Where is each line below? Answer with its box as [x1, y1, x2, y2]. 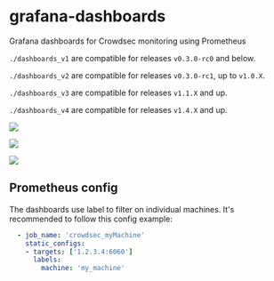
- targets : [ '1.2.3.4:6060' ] [25, 247, 133, 256]
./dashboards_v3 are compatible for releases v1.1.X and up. [9, 87, 229, 98]
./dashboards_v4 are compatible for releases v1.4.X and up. [9, 104, 229, 115]
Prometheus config [9, 181, 118, 196]
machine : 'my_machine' [41, 264, 125, 273]
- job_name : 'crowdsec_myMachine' [17, 230, 145, 239]
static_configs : [25, 238, 86, 248]
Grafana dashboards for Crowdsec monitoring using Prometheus [9, 36, 246, 46]
